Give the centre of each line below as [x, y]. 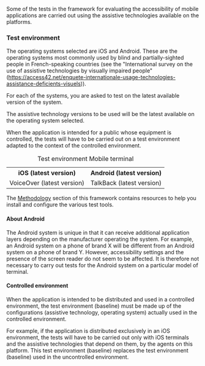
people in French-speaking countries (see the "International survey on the [100, 64]
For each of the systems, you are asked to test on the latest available [93, 96]
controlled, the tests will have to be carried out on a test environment [93, 139]
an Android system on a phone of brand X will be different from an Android [100, 246]
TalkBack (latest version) [126, 183]
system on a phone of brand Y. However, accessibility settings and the [95, 252]
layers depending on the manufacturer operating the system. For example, [100, 239]
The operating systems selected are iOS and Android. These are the [92, 51]
